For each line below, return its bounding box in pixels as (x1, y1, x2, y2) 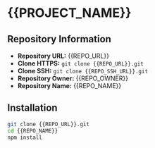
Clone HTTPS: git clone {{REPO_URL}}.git (17, 59, 144, 68)
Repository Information (7, 33, 111, 45)
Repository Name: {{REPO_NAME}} (17, 82, 122, 90)
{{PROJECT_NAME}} (7, 5, 132, 21)
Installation (7, 102, 58, 114)
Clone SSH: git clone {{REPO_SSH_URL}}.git (17, 67, 149, 75)
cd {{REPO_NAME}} (7, 127, 58, 135)
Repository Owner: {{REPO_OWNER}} (17, 74, 129, 82)
